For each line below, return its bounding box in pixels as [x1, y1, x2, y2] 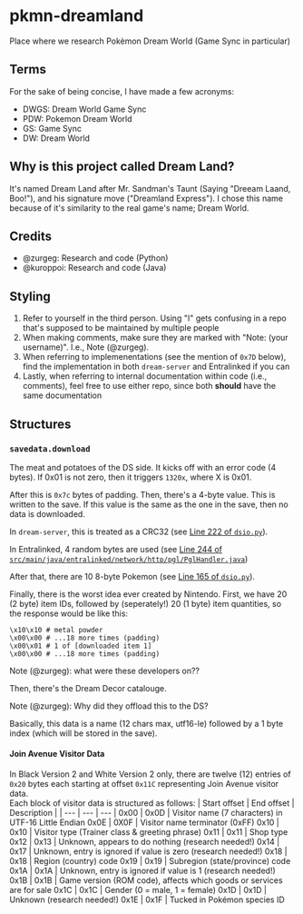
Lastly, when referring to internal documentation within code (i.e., [22, 371, 268, 382]
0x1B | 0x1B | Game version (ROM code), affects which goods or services [9, 875, 283, 886]
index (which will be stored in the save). [9, 728, 158, 739]
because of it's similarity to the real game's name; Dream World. [9, 202, 249, 214]
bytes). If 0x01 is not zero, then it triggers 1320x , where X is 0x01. [9, 472, 252, 482]
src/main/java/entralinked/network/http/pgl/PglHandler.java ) [9, 553, 249, 564]
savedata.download [9, 443, 91, 454]
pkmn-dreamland [9, 5, 144, 26]
